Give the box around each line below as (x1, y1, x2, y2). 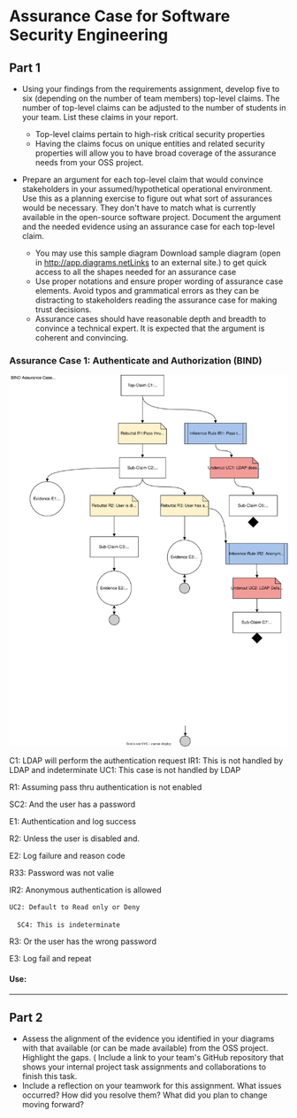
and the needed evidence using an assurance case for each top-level (21, 221, 276, 232)
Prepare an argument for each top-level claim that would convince (21, 174, 263, 185)
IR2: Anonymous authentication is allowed (9, 884, 162, 895)
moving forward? (21, 1099, 84, 1110)
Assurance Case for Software (9, 6, 231, 27)
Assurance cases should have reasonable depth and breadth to (34, 314, 267, 324)
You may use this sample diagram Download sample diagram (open (34, 248, 281, 258)
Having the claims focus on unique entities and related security (34, 139, 265, 149)
